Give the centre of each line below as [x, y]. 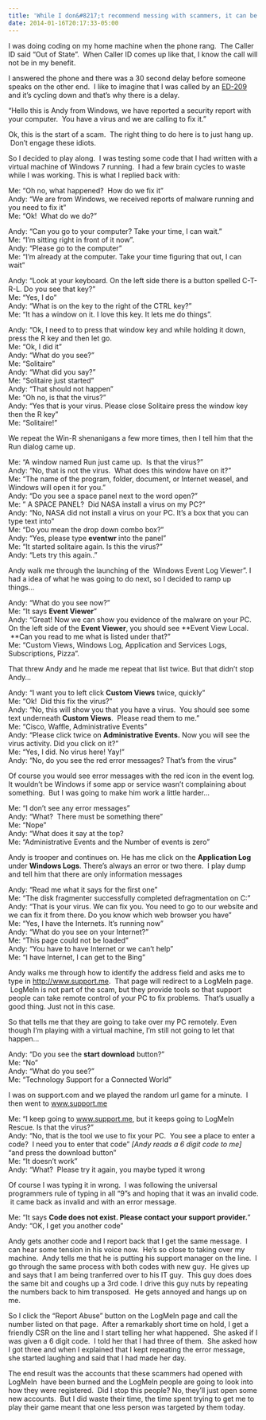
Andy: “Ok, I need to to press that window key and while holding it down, [127, 329]
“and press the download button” [62, 1152]
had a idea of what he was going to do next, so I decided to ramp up [120, 578]
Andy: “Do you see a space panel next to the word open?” [103, 496]
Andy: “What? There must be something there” [86, 816]
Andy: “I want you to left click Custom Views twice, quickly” [107, 692]
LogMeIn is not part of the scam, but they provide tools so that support [126, 989]
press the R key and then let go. [60, 338]
